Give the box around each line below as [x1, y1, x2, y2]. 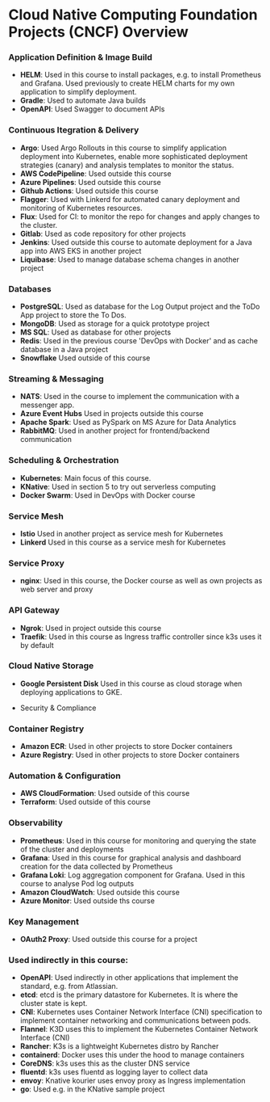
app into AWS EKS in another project [19, 246, 142, 255]
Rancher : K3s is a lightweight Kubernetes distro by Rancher [19, 1041, 219, 1051]
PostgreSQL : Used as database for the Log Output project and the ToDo [19, 301, 260, 312]
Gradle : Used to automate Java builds [19, 95, 147, 106]
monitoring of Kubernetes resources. [19, 203, 143, 212]
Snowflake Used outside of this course [19, 353, 151, 363]
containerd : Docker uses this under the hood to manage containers [19, 1050, 245, 1060]
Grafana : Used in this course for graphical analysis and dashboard [19, 852, 242, 862]
